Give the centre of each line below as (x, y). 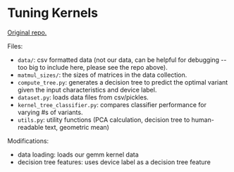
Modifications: (28, 141)
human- (203, 119)
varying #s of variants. (50, 112)
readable (30, 127)
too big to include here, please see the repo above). (92, 67)
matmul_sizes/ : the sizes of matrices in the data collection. (102, 75)
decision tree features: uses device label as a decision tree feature (114, 162)
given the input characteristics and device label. (87, 90)
